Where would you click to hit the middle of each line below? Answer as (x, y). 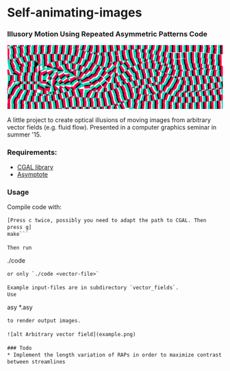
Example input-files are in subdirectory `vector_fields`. (93, 288)
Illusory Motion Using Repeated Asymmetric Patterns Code (107, 34)
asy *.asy (20, 307)
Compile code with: (35, 207)
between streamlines (37, 362)
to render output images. (44, 321)
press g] (20, 228)
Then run (20, 248)
